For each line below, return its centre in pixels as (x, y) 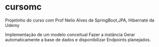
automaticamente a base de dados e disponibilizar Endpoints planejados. (78, 39)
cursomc (24, 7)
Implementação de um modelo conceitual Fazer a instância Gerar (70, 35)
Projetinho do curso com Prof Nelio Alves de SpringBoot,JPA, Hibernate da (80, 20)
